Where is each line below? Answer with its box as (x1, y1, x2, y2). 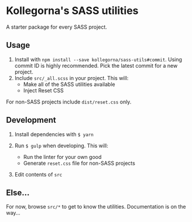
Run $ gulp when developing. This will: (14, 142, 108, 149)
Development (6, 115, 57, 125)
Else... (6, 188, 30, 197)
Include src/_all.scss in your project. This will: (14, 74, 129, 81)
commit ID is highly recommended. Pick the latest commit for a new (14, 62, 178, 69)
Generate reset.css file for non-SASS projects (23, 159, 136, 166)
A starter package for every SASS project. (6, 23, 107, 30)
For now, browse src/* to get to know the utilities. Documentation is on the (6, 203, 186, 210)
